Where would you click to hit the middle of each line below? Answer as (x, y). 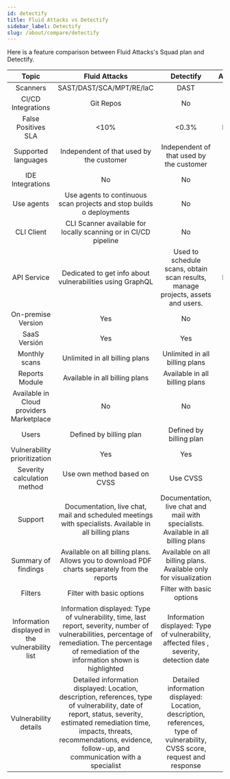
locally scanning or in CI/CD (106, 232)
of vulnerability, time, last (106, 617)
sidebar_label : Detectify (44, 26)
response (186, 766)
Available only (186, 569)
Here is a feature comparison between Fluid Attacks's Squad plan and (106, 52)
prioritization (31, 458)
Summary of (31, 561)
